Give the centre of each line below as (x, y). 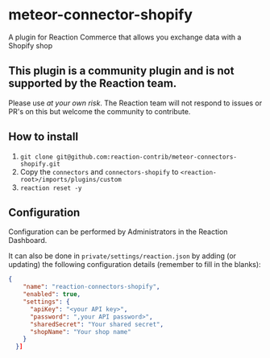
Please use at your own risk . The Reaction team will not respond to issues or (135, 103)
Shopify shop (31, 45)
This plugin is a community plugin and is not (121, 71)
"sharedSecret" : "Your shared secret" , (96, 324)
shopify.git (40, 164)
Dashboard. (28, 241)
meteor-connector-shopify (101, 15)
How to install (44, 137)
